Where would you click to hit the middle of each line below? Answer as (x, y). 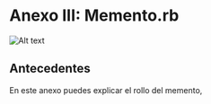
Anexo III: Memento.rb (94, 16)
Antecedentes (50, 69)
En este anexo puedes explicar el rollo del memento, (106, 90)
